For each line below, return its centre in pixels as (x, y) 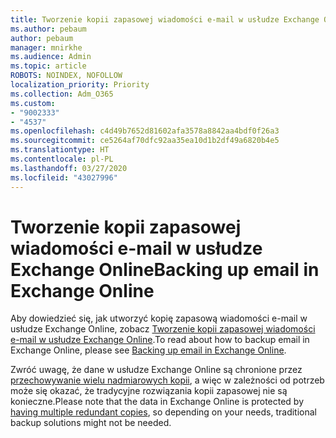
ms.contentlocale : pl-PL (62, 159)
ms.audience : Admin (51, 57)
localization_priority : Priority (80, 85)
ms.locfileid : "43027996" (64, 177)
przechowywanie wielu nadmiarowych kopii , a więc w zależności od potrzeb (167, 380)
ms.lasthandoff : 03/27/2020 (69, 168)
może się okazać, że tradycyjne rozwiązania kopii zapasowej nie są (149, 391)
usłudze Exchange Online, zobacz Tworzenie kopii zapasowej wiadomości (163, 329)
